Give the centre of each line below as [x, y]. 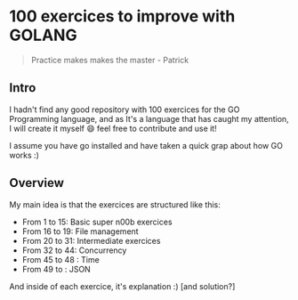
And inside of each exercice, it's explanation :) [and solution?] [122, 286]
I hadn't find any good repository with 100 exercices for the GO [125, 109]
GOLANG [43, 35]
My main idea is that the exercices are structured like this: [115, 204]
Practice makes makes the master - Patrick [110, 60]
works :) [24, 155]
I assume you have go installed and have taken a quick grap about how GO [146, 145]
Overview [37, 183]
